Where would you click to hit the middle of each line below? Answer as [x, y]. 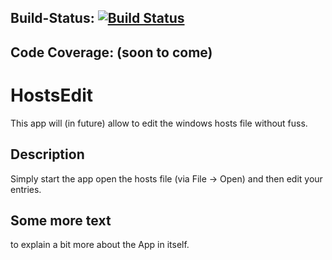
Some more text [61, 220]
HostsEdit [52, 95]
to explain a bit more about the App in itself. [100, 245]
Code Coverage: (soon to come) [111, 52]
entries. [26, 189]
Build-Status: [52, 18]
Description [47, 154]
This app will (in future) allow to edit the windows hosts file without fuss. [159, 123]
